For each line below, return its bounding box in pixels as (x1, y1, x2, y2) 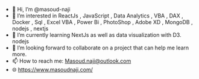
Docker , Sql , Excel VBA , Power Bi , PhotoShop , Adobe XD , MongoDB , (11, 19, 193, 25)
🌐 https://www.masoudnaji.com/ (11, 66, 93, 73)
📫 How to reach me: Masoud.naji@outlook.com (11, 57, 131, 65)
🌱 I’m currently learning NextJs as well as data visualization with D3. (11, 31, 182, 39)
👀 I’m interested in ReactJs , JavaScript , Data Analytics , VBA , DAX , (11, 12, 183, 19)
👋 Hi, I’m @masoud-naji (11, 6, 71, 13)
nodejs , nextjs (11, 25, 49, 32)
